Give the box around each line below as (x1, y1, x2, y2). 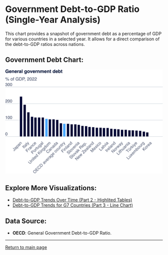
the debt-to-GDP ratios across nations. (5, 41, 85, 47)
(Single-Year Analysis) (5, 14, 101, 25)
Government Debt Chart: (5, 56, 84, 64)
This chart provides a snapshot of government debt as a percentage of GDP (5, 30, 161, 36)
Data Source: (5, 217, 46, 225)
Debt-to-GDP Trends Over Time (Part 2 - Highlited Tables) (12, 197, 132, 203)
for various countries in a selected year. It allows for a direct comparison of (5, 36, 160, 42)
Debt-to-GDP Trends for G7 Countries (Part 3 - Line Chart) (12, 202, 133, 208)
